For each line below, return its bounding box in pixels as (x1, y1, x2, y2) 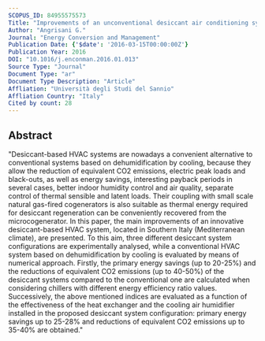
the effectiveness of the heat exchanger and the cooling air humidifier (8, 300, 235, 309)
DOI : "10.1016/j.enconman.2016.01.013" (8, 56, 140, 64)
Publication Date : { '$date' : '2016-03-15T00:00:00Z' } (8, 41, 189, 49)
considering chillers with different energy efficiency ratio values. (8, 283, 218, 292)
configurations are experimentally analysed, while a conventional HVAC (8, 241, 241, 250)
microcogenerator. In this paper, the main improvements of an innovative (8, 216, 244, 225)
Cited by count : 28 (8, 99, 73, 107)
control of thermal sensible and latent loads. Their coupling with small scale (8, 191, 254, 201)
